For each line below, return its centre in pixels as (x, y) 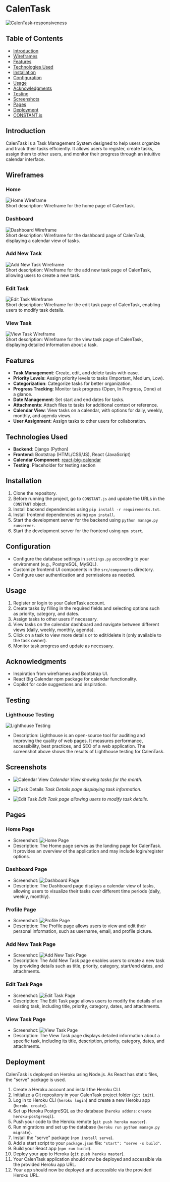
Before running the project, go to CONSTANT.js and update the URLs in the (89, 498)
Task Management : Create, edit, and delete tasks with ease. (76, 373)
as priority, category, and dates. (46, 613)
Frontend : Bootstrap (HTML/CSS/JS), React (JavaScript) (72, 455)
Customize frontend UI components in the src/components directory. (83, 569)
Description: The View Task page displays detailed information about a (87, 1035)
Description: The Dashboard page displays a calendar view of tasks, (84, 885)
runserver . (24, 525)
